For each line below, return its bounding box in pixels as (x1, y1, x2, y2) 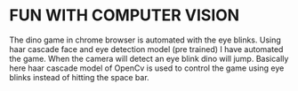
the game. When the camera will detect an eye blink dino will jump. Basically (9, 53, 289, 64)
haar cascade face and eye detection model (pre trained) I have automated (9, 43, 284, 54)
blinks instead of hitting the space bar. (9, 72, 149, 82)
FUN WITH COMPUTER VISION (9, 5, 240, 26)
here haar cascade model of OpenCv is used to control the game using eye (9, 63, 285, 73)
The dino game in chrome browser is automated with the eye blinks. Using (9, 34, 282, 45)
